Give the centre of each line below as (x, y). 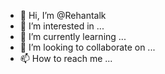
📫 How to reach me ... (66, 58)
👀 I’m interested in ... (62, 26)
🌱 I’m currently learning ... (73, 36)
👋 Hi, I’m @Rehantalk (63, 15)
